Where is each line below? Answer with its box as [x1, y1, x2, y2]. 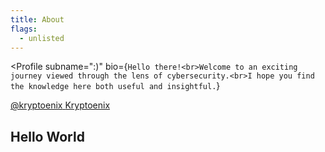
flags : [10, 24, 38, 34]
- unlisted [19, 33, 65, 43]
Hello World [10, 128, 85, 145]
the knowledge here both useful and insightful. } [10, 80, 221, 92]
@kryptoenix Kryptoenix [10, 99, 111, 111]
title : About [10, 14, 65, 25]
